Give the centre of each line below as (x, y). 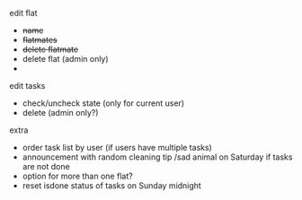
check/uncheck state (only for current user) (103, 103)
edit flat (23, 13)
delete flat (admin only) (66, 59)
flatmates (40, 40)
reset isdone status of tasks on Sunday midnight (112, 186)
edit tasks (27, 86)
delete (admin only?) (60, 113)
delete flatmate (50, 49)
